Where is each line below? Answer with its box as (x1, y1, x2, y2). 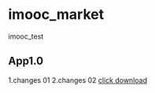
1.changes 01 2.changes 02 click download (8, 75, 148, 84)
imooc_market (8, 6, 105, 24)
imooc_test (8, 32, 44, 41)
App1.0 (8, 54, 44, 68)
